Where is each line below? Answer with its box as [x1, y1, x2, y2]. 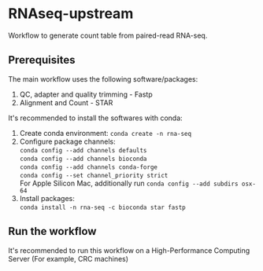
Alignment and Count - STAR [19, 97, 113, 107]
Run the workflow [8, 225, 97, 238]
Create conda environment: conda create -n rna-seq [19, 128, 191, 137]
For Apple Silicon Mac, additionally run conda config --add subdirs [19, 178, 239, 188]
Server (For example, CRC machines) [8, 254, 128, 263]
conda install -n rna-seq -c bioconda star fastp [19, 203, 187, 211]
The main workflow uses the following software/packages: [8, 74, 198, 83]
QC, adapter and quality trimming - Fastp [19, 90, 153, 99]
